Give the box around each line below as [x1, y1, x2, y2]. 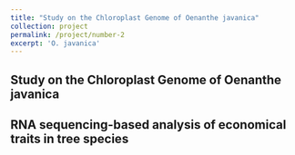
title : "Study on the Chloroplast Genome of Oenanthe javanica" [10, 13, 259, 23]
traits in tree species [10, 131, 129, 147]
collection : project [10, 22, 89, 31]
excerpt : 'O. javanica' [10, 38, 101, 48]
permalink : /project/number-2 [10, 30, 126, 39]
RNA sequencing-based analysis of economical [10, 117, 287, 132]
